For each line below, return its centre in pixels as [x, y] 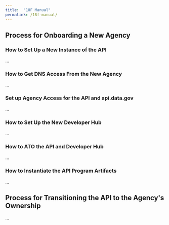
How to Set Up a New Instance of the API [56, 50]
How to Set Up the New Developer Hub [53, 122]
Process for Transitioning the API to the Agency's [85, 198]
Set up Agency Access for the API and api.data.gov [70, 98]
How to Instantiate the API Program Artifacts [61, 171]
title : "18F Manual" [28, 10]
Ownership [23, 206]
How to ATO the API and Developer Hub [54, 147]
